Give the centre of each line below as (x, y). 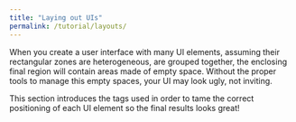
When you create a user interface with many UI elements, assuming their (144, 52)
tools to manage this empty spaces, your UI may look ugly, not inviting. (141, 80)
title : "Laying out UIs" (56, 18)
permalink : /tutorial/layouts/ (68, 26)
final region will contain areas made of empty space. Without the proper (143, 71)
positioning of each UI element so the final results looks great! (125, 108)
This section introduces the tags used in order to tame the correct (132, 98)
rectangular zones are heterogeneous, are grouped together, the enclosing (148, 61)
